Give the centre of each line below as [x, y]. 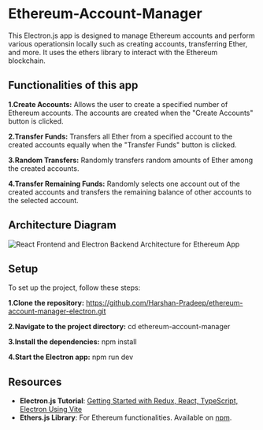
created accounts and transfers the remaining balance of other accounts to [130, 192]
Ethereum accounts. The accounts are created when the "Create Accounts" [131, 113]
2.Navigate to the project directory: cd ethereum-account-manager [119, 327]
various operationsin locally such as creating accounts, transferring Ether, [128, 43]
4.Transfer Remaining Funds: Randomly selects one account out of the [124, 183]
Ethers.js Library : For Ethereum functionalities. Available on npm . [126, 417]
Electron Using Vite [51, 410]
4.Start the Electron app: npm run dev [71, 357]
